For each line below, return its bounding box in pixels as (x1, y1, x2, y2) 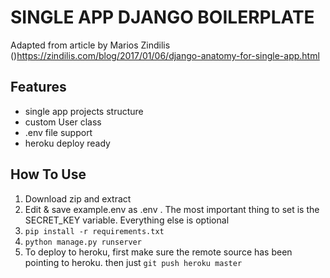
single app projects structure (24, 105, 144, 117)
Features (10, 79, 67, 96)
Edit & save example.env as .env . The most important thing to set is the (24, 203, 320, 215)
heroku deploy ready (24, 137, 111, 149)
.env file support (24, 126, 93, 138)
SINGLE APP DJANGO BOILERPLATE (10, 6, 315, 29)
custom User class (24, 116, 102, 128)
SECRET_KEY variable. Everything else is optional (24, 214, 230, 226)
